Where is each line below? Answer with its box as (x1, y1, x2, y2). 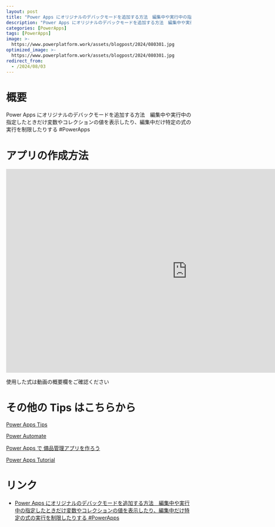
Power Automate (6, 433, 47, 440)
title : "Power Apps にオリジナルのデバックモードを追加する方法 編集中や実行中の (6, 14, 187, 20)
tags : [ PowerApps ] (6, 31, 51, 37)
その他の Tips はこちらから (6, 401, 136, 414)
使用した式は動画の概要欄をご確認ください (6, 378, 109, 386)
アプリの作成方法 (6, 149, 89, 162)
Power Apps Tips (6, 421, 48, 428)
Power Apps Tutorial (6, 456, 55, 463)
